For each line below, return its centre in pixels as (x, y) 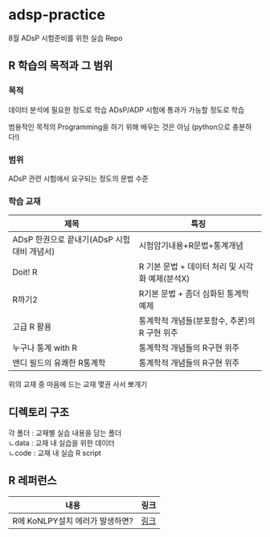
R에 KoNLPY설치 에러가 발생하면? (73, 521)
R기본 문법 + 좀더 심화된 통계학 (194, 294)
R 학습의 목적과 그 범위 (61, 66)
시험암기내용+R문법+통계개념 (191, 246)
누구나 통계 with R (45, 348)
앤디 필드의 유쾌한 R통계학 (59, 363)
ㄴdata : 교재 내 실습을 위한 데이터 (61, 443)
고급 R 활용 (32, 327)
